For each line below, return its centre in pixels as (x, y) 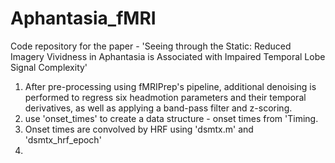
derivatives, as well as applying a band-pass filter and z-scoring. (158, 108)
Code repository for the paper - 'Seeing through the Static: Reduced (151, 46)
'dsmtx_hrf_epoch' (63, 139)
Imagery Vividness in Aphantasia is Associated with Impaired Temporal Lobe (168, 56)
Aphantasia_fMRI (83, 18)
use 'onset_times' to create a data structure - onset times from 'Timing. (171, 118)
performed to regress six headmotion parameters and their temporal (165, 97)
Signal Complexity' (49, 67)
